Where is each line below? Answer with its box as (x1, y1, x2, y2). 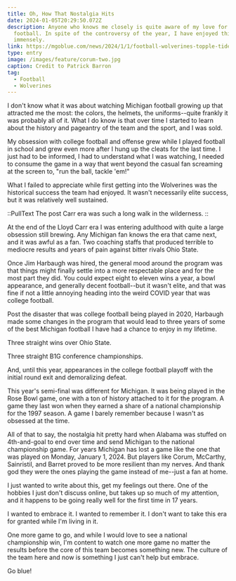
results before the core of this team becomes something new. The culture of (7, 546, 228, 554)
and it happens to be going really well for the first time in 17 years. (7, 496, 198, 504)
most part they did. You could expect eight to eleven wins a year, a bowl (7, 274, 216, 282)
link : (7, 43, 23, 50)
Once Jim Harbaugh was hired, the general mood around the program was (7, 259, 223, 268)
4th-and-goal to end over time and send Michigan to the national (7, 438, 195, 446)
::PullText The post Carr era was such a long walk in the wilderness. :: (7, 209, 209, 218)
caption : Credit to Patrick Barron (7, 63, 112, 70)
